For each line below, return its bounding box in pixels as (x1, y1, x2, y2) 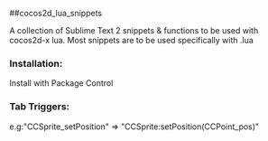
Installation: (9, 57, 63, 70)
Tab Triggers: (9, 100, 70, 113)
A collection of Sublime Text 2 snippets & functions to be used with (9, 25, 259, 35)
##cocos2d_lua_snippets (9, 8, 102, 18)
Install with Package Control (9, 78, 114, 89)
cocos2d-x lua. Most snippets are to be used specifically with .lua (9, 35, 254, 45)
